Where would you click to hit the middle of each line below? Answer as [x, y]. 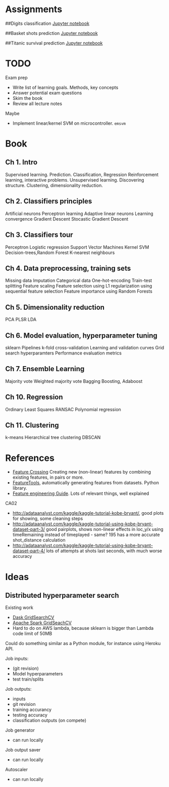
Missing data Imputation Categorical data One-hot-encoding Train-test [79, 280]
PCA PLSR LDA [21, 319]
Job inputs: [17, 659]
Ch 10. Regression [34, 397]
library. [20, 488]
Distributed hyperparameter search [62, 595]
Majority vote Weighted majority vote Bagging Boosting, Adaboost [74, 381]
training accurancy [32, 710]
